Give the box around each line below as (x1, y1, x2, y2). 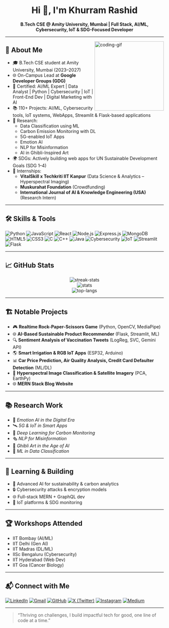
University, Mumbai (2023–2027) (12, 66, 81, 73)
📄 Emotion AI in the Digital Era (12, 417, 75, 423)
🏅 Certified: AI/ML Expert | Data (12, 83, 78, 89)
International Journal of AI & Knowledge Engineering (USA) (20, 189, 146, 195)
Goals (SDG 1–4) (12, 162, 47, 168)
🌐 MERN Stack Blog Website (12, 381, 73, 387)
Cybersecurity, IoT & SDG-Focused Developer (35, 26, 134, 32)
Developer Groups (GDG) (12, 78, 66, 84)
